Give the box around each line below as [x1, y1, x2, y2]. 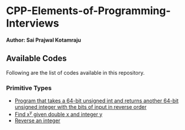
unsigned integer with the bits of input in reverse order [14, 103, 147, 110]
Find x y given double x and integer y [14, 109, 103, 118]
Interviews [6, 16, 59, 30]
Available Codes [6, 54, 67, 64]
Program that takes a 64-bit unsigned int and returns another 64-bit [14, 97, 179, 104]
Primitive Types [6, 84, 52, 92]
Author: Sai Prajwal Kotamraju [6, 36, 81, 44]
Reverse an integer [14, 116, 60, 124]
